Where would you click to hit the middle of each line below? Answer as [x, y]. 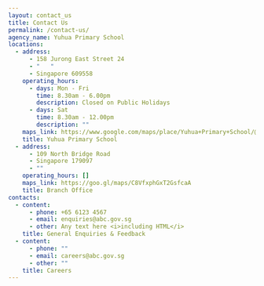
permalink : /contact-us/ [49, 30]
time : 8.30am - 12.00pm [75, 118]
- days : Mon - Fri [59, 88]
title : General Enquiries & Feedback [84, 234]
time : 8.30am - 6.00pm [73, 96]
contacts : [24, 197]
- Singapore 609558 [60, 74]
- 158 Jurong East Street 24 [77, 60]
